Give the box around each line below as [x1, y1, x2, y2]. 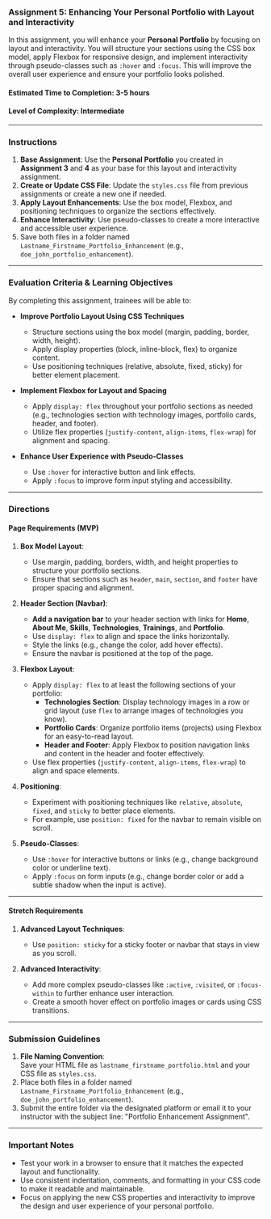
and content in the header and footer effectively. [44, 748, 206, 758]
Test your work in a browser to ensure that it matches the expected [19, 1158, 244, 1167]
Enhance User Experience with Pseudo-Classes [19, 451, 184, 461]
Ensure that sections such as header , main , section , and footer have [31, 574, 258, 584]
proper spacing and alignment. [31, 582, 135, 592]
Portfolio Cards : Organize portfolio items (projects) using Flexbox [44, 722, 262, 732]
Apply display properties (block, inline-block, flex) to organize [31, 344, 238, 353]
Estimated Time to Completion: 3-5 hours [8, 87, 151, 97]
